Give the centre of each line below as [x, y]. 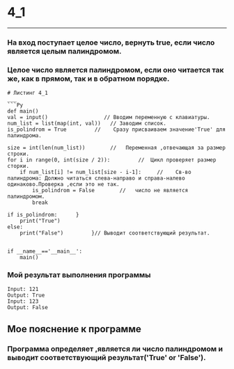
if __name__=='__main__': [45, 251]
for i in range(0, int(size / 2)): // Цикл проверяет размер [112, 160]
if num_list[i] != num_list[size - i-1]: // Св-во [106, 172]
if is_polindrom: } [43, 215]
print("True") [40, 221]
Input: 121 [23, 290]
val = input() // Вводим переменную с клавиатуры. [109, 118]
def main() [23, 111]
